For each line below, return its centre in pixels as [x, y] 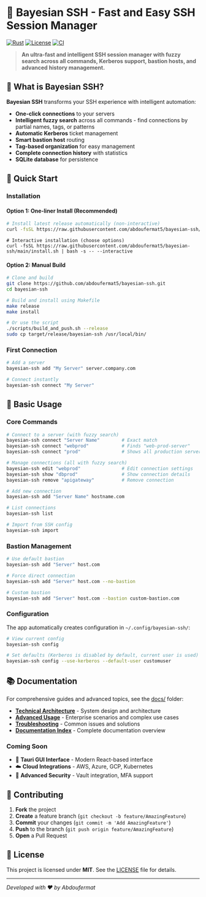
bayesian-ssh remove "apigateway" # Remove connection [90, 480]
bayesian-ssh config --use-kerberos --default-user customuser [89, 661]
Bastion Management [39, 546]
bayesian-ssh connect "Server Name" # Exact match [82, 441]
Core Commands [32, 422]
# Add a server [26, 363]
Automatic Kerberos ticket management [67, 133]
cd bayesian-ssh [27, 289]
